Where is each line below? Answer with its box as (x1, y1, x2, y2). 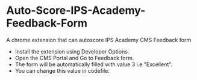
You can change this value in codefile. (14, 67, 110, 74)
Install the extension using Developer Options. (14, 48, 130, 55)
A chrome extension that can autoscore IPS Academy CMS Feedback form (6, 36, 192, 43)
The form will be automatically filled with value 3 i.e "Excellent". (14, 61, 173, 68)
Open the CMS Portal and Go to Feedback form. (14, 54, 134, 61)
